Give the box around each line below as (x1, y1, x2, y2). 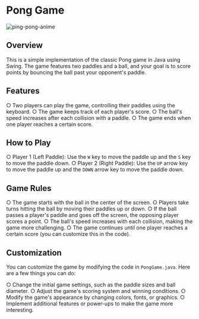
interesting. (6, 307, 34, 313)
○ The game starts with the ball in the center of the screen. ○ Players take (6, 199, 189, 206)
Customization (6, 247, 62, 258)
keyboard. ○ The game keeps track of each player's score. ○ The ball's (6, 108, 182, 115)
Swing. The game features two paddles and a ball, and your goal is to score (6, 62, 191, 69)
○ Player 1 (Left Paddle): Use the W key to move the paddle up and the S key (6, 154, 191, 161)
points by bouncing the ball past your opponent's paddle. (6, 69, 147, 76)
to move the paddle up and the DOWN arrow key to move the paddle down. (6, 166, 184, 173)
